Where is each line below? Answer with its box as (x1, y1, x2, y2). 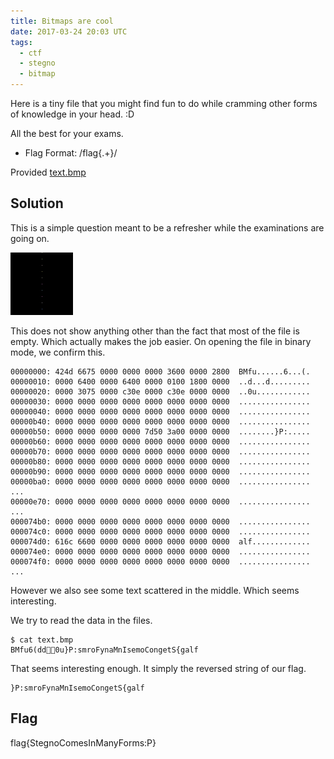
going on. (10, 232, 50, 244)
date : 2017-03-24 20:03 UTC (10, 26, 128, 37)
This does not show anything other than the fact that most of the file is (10, 325, 300, 337)
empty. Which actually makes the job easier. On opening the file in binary (10, 335, 312, 347)
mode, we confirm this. (10, 346, 106, 358)
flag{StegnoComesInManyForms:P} (10, 736, 157, 749)
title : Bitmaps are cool (10, 16, 114, 26)
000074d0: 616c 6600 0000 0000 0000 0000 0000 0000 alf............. (10, 536, 311, 547)
